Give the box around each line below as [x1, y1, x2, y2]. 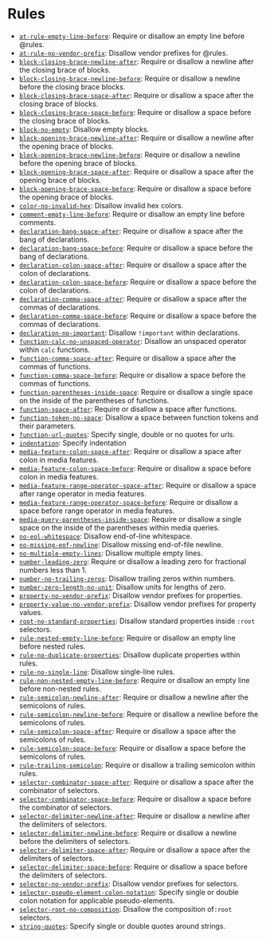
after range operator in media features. [18, 488, 147, 499]
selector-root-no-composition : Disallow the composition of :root [18, 904, 233, 913]
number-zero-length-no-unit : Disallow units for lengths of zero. [18, 582, 226, 591]
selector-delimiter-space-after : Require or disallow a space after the [18, 845, 251, 854]
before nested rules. [18, 641, 86, 651]
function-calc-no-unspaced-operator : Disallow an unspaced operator [18, 336, 247, 345]
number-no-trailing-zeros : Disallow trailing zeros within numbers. [18, 574, 236, 583]
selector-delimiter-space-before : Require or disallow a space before [18, 862, 248, 871]
